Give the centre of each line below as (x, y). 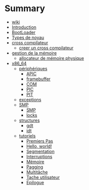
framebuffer (38, 79)
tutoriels (27, 136)
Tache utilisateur (43, 177)
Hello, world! (39, 146)
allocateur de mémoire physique (51, 58)
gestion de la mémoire (34, 53)
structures (29, 120)
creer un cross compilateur (46, 48)
